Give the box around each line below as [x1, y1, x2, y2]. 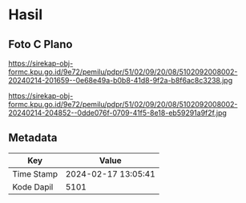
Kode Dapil [12, 181, 54, 193]
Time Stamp [12, 168, 58, 179]
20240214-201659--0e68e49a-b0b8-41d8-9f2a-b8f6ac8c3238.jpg [8, 76, 233, 85]
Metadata [8, 131, 58, 145]
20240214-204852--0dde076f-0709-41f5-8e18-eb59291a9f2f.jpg [8, 108, 227, 117]
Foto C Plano [8, 38, 73, 51]
